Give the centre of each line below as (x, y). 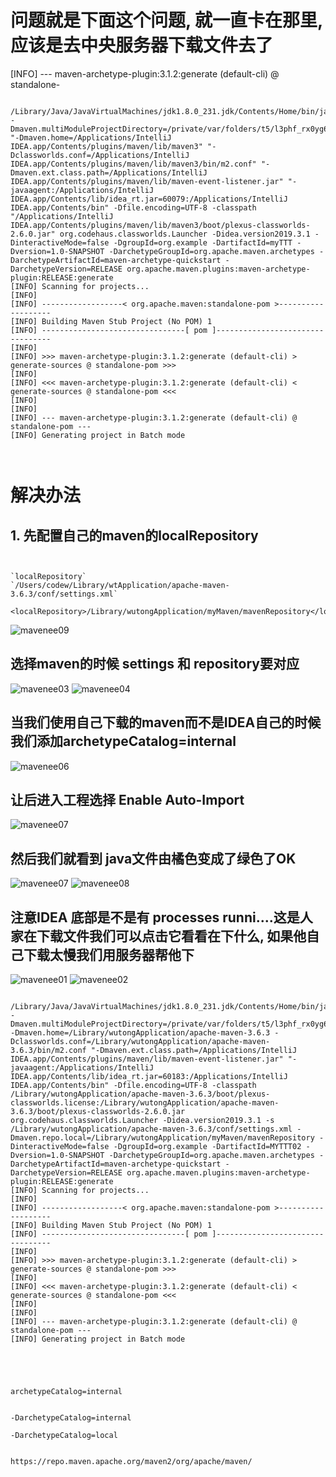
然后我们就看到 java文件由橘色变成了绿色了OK (153, 858)
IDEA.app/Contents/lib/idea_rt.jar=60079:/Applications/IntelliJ (149, 199)
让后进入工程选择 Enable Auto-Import (127, 799)
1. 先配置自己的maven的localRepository (134, 535)
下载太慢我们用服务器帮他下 (109, 954)
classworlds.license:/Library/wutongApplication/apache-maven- (145, 1103)
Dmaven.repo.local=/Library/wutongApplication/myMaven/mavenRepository (162, 1138)
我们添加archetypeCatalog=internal (123, 741)
